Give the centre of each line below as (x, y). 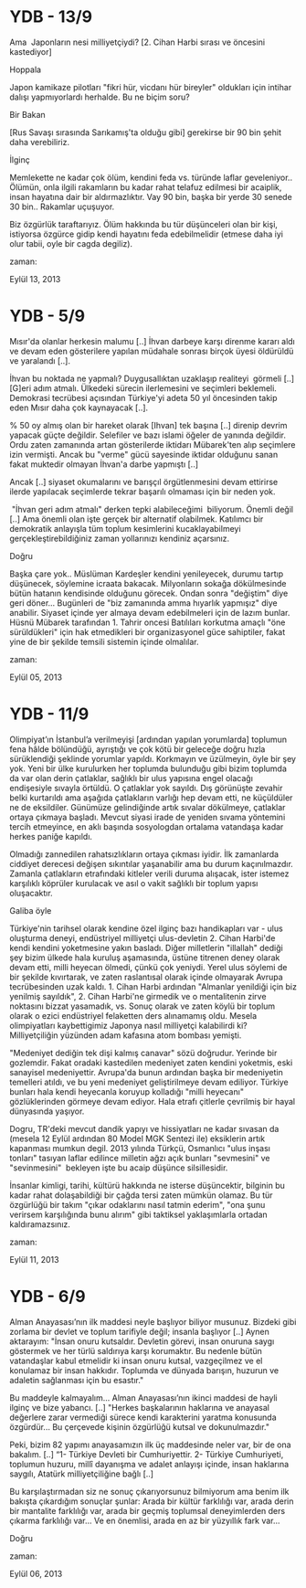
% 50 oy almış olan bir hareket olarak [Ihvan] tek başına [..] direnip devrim (148, 425)
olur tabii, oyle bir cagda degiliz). (71, 243)
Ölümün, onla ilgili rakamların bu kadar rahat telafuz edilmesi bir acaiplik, (146, 187)
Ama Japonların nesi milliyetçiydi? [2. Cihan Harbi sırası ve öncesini (137, 42)
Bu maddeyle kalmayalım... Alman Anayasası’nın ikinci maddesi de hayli (143, 1397)
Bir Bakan (27, 114)
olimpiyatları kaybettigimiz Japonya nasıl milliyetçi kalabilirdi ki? (129, 1025)
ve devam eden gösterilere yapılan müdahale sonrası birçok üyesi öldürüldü (152, 351)
